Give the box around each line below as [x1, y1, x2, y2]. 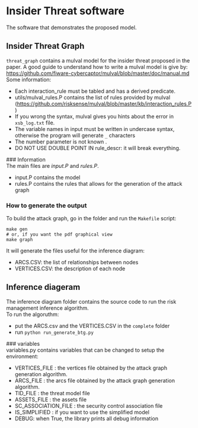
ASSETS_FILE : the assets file [14, 396, 87, 403]
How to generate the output [6, 201, 87, 210]
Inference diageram [6, 282, 81, 292]
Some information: [6, 76, 52, 83]
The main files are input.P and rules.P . [6, 162, 99, 169]
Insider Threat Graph [6, 41, 85, 51]
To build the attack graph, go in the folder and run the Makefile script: [6, 215, 177, 222]
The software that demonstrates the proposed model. [6, 24, 137, 31]
